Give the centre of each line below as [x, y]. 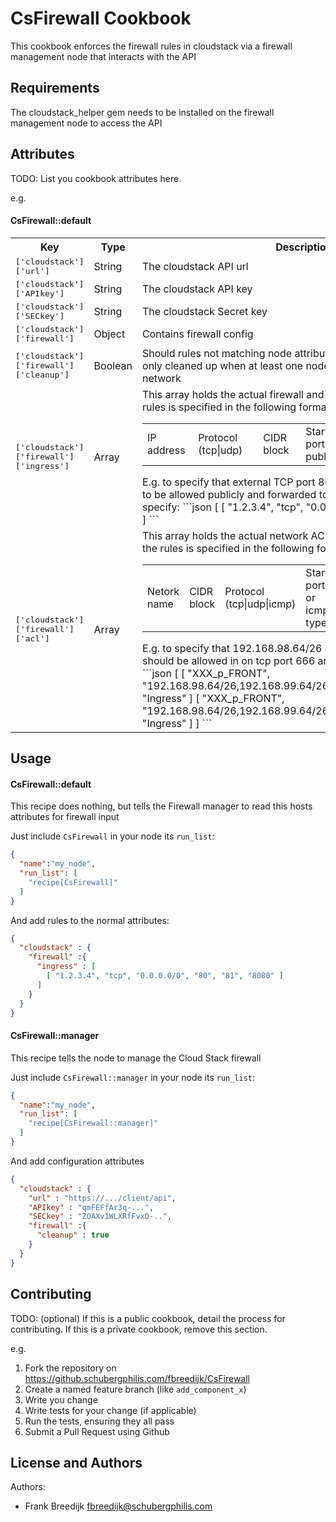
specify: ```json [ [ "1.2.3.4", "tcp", [223, 507]
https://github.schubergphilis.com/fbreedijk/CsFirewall [137, 1378]
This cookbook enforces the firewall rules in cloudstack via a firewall [151, 46]
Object [109, 334]
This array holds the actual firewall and [233, 394]
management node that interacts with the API [103, 56]
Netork [163, 591]
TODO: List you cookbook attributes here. [96, 178]
